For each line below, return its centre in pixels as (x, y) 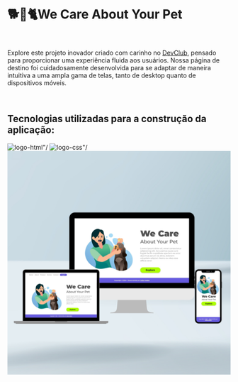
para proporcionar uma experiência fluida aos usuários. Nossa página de (114, 60)
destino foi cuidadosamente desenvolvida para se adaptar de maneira (109, 67)
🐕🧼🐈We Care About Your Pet (95, 15)
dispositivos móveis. (37, 82)
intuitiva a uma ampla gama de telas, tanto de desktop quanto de (102, 75)
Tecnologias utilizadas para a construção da (107, 119)
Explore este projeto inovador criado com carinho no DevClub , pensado (112, 53)
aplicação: (31, 130)
